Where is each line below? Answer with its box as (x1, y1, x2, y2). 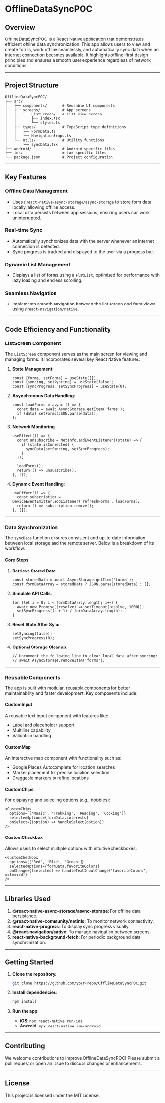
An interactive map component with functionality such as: (5, 755, 122, 761)
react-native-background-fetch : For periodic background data (12, 934, 141, 940)
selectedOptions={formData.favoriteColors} (9, 864, 100, 869)
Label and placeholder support (12, 722, 75, 728)
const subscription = (17, 495, 61, 500)
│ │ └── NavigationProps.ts (5, 133, 71, 138)
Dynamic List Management (5, 261, 71, 267)
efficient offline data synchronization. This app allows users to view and (5, 41, 151, 47)
